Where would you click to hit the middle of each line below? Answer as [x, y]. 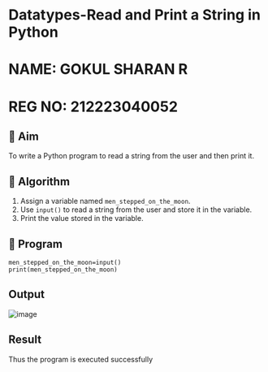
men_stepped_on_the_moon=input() [65, 262]
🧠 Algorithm [39, 182]
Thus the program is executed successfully [81, 359]
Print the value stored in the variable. [82, 218]
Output [26, 294]
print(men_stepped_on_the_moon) [63, 270]
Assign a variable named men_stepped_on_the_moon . [105, 201]
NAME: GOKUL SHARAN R [98, 69]
